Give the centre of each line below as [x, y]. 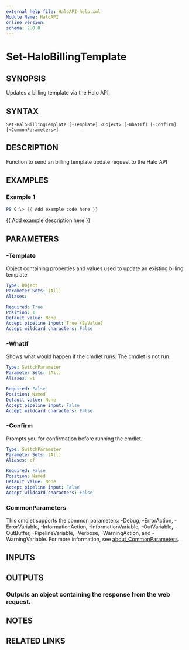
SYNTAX [23, 111]
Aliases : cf [20, 460]
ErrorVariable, [23, 527]
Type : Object [22, 285]
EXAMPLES [27, 181]
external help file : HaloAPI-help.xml [53, 11]
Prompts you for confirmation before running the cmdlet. [74, 439]
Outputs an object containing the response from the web [88, 594]
